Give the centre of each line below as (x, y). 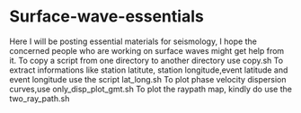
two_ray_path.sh (40, 98)
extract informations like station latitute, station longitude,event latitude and (149, 70)
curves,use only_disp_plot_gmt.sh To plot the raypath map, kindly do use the (150, 89)
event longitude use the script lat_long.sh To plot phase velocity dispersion (148, 79)
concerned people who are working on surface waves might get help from (147, 50)
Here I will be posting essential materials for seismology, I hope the (133, 41)
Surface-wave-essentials (106, 17)
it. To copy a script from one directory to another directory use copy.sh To (146, 60)
